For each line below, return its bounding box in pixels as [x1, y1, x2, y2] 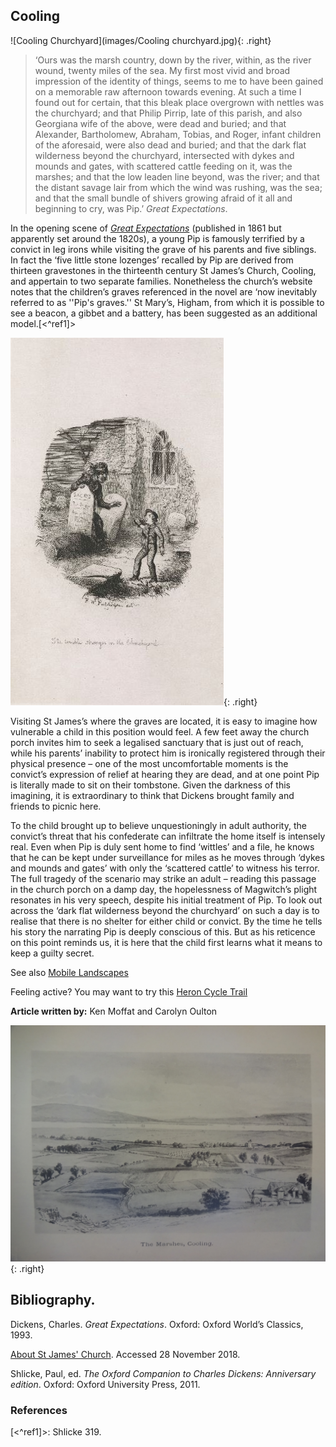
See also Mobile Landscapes [10, 966, 129, 978]
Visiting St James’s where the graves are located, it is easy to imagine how [10, 715, 318, 727]
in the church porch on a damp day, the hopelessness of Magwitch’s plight [10, 883, 318, 895]
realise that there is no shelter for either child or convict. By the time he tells [10, 915, 323, 927]
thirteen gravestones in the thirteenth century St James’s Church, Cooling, [10, 264, 317, 276]
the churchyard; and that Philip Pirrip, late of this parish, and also [34, 107, 303, 119]
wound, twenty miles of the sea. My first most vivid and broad [34, 64, 291, 76]
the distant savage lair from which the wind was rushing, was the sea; [34, 181, 323, 193]
